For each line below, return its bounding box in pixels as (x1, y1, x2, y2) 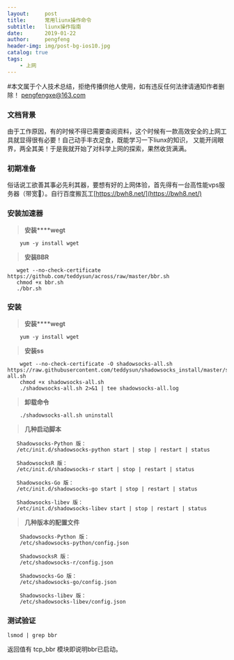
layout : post (7, 10, 58, 17)
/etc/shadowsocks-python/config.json (19, 539, 130, 546)
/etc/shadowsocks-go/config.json (19, 578, 117, 585)
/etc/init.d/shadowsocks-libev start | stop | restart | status (16, 505, 208, 512)
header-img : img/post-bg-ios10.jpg (7, 43, 111, 49)
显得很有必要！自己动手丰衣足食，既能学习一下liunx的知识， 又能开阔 (19, 135, 218, 144)
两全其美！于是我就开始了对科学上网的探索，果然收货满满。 (19, 144, 190, 153)
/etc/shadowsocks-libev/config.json (19, 598, 127, 605)
